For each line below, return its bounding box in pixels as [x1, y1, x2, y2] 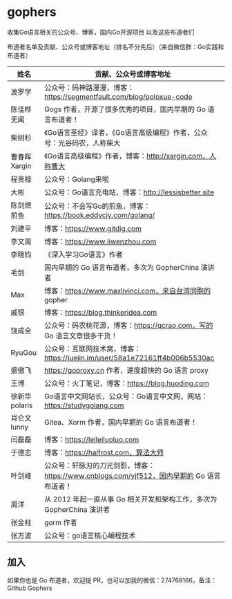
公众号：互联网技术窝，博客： [43, 344, 142, 353]
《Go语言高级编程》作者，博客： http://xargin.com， [43, 151, 209, 160]
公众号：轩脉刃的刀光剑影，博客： [43, 461, 155, 470]
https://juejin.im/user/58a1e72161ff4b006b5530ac [43, 353, 215, 362]
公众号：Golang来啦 [43, 174, 109, 184]
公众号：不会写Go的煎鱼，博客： [43, 201, 151, 211]
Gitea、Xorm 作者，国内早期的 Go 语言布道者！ [43, 417, 198, 427]
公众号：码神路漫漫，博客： [43, 82, 135, 92]
